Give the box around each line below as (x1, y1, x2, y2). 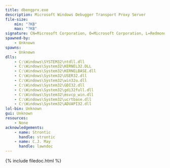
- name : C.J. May (14, 139, 51, 144)
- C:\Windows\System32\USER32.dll (14, 73, 87, 78)
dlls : (5, 54, 17, 60)
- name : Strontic (14, 130, 51, 135)
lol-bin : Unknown (5, 106, 42, 111)
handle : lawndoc (18, 144, 53, 149)
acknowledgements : (5, 125, 44, 130)
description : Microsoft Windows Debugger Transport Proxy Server (5, 12, 146, 17)
